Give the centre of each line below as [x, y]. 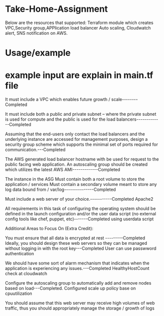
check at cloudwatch [26, 274]
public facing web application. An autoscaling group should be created [76, 164]
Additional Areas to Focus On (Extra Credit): [49, 229]
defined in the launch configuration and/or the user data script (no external [81, 214]
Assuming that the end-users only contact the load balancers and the [75, 134]
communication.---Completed [35, 150]
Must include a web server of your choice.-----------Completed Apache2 [79, 199]
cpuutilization [19, 293]
